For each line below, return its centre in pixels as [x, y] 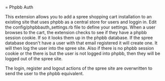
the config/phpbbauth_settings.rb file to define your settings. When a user [80, 27]
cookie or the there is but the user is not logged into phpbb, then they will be [83, 53]
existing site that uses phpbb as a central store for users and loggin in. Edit [81, 22]
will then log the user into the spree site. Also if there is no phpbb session [80, 48]
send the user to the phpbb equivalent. [45, 73]
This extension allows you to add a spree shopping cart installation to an [78, 17]
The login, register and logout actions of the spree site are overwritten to [79, 68]
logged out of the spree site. [34, 59]
